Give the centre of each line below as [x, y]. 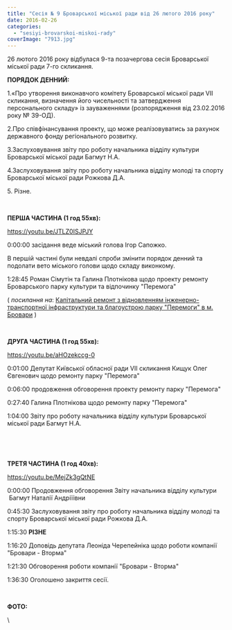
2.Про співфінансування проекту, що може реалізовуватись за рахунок [113, 129]
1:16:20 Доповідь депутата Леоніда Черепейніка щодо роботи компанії [112, 545]
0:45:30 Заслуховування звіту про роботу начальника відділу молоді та [114, 511]
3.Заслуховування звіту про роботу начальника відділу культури [103, 150]
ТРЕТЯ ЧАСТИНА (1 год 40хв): [53, 464]
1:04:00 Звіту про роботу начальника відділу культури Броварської [107, 416]
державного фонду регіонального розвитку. [72, 137]
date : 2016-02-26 [32, 20]
